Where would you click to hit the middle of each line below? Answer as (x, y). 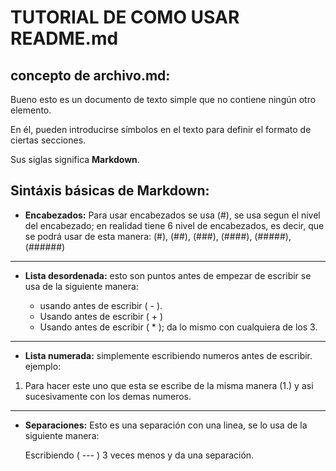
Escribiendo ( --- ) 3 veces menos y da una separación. (139, 455)
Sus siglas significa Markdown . (75, 159)
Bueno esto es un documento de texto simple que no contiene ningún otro (163, 99)
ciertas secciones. (48, 140)
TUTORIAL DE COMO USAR (125, 17)
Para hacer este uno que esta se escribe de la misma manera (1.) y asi (169, 385)
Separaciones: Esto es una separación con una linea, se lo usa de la (166, 425)
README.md (64, 38)
